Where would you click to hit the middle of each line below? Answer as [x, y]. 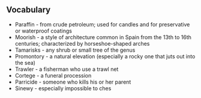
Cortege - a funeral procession [53, 75]
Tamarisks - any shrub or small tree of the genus [75, 50]
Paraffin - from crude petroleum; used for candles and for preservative [102, 24]
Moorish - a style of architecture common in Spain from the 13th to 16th [103, 37]
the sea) [25, 63]
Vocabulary [28, 10]
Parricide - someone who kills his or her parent [73, 82]
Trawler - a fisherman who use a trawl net [67, 69]
